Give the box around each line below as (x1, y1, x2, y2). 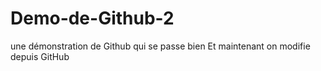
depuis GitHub (10, 50, 70, 62)
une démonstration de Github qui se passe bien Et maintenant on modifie (10, 40, 311, 52)
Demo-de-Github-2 (10, 7, 175, 30)
